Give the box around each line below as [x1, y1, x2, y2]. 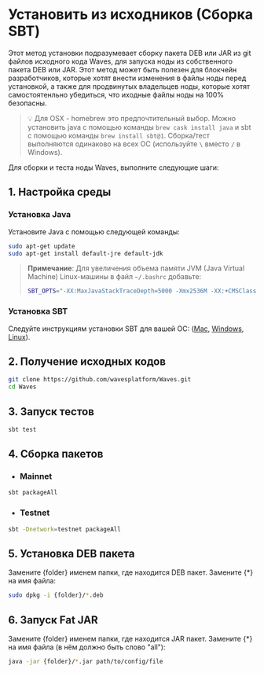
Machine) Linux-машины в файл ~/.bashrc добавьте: [27, 272, 202, 281]
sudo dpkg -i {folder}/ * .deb [8, 591, 104, 599]
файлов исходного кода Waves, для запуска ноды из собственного [8, 57, 233, 66]
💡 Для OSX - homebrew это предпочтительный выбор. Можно [27, 113, 236, 123]
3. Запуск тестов [8, 405, 94, 418]
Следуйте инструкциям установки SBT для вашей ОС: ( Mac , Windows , [8, 324, 244, 333]
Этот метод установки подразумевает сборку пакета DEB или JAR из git [8, 48, 251, 57]
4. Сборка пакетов [8, 447, 104, 461]
